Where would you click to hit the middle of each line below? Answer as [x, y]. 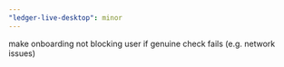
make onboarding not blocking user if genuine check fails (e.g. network [142, 43]
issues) [22, 53]
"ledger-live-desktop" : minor [66, 18]
